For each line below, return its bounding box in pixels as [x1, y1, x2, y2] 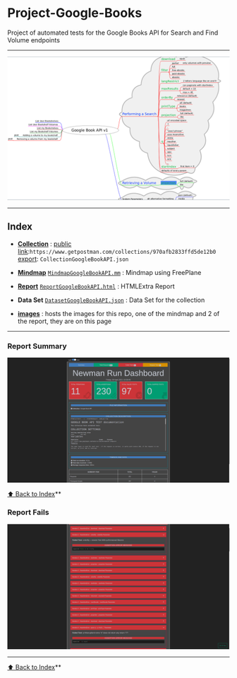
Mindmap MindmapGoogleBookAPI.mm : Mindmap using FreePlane [17, 268, 202, 276]
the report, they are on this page [17, 317, 112, 325]
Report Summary [7, 341, 67, 351]
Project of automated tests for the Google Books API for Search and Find [7, 28, 219, 37]
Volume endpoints [7, 35, 60, 44]
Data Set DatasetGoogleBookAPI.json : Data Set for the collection [17, 296, 205, 304]
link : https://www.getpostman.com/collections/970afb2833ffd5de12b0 [17, 247, 217, 255]
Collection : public [17, 239, 72, 248]
